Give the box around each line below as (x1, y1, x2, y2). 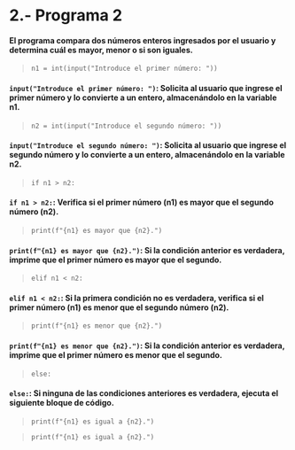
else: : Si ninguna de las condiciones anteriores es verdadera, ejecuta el (9, 388, 279, 399)
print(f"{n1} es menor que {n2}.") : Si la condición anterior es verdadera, (9, 340, 285, 351)
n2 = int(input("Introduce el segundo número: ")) (30, 121, 222, 130)
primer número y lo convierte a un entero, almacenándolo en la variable (9, 92, 277, 103)
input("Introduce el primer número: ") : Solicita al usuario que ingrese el (9, 82, 283, 93)
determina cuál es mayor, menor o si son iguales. (9, 44, 193, 55)
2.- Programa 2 (9, 5, 122, 26)
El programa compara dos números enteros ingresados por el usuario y (9, 35, 276, 45)
